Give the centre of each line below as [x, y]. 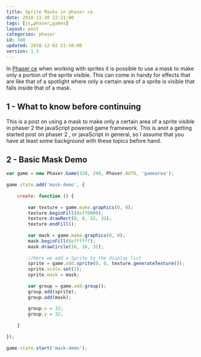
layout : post [23, 29]
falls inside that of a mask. [39, 88]
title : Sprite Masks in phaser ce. [51, 12]
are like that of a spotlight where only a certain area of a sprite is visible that [101, 81]
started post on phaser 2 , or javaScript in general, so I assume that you [95, 134]
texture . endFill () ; [53, 224]
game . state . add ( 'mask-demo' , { [46, 185]
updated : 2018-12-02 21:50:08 [44, 46]
